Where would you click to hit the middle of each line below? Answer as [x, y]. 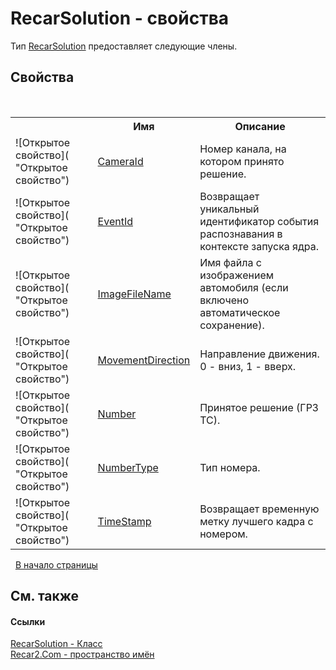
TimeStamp [124, 521]
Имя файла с [230, 262]
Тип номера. [230, 467]
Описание [260, 126]
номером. [223, 534]
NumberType [128, 467]
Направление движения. [259, 354]
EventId [115, 221]
